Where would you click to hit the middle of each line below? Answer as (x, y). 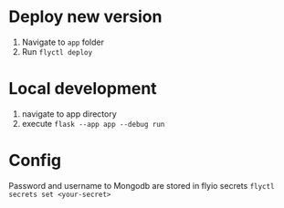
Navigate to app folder (63, 42)
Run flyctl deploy (57, 51)
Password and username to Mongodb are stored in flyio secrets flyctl (142, 185)
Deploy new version (85, 17)
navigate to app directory (69, 114)
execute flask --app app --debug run (93, 123)
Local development (83, 89)
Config (35, 161)
